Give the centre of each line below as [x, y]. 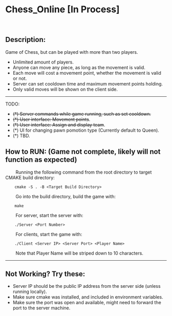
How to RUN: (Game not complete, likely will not [83, 152]
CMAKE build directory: [30, 177]
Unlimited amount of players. [43, 62]
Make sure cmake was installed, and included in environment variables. [88, 297]
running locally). [30, 292]
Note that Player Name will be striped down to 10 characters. [79, 253]
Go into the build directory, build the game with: [66, 196]
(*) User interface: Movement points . [51, 119]
